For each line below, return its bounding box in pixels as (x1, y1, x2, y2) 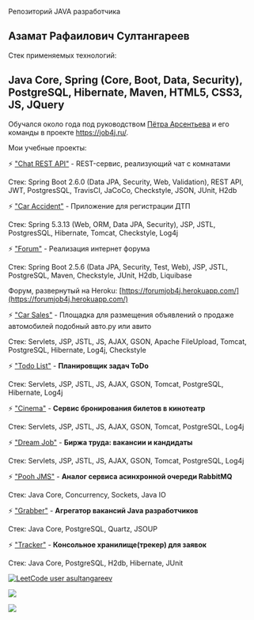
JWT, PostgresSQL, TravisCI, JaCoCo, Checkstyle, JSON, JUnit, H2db (8, 185, 237, 195)
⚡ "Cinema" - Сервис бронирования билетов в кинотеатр (8, 403, 206, 413)
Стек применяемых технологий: (8, 51, 117, 60)
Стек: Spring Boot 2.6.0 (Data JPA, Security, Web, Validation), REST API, (8, 177, 244, 187)
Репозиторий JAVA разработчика (8, 7, 121, 16)
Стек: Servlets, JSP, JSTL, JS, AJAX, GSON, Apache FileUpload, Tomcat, (8, 336, 247, 346)
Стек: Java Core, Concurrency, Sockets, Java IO (8, 490, 166, 499)
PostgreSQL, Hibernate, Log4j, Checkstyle (8, 345, 146, 354)
